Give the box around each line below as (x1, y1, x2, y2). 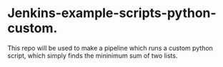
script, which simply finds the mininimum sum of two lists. (7, 51, 178, 60)
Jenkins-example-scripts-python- (7, 5, 217, 21)
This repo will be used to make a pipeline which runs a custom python (7, 43, 213, 52)
